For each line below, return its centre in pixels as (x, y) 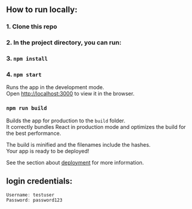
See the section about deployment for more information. (75, 162)
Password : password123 (34, 200)
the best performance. (34, 133)
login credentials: (39, 181)
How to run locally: (42, 10)
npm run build (27, 108)
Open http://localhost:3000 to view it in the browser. (70, 94)
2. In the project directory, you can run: (64, 43)
